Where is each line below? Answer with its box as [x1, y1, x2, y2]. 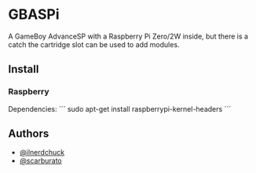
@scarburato [19, 156, 63, 166]
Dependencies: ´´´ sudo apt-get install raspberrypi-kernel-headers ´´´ [8, 104, 232, 113]
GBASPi [8, 6, 60, 24]
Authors [8, 127, 49, 141]
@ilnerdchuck [19, 148, 65, 157]
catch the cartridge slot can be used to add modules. [8, 39, 180, 49]
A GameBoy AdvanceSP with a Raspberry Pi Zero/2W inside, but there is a [8, 31, 249, 41]
